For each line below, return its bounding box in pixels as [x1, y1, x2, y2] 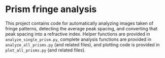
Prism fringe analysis [5, 4, 97, 15]
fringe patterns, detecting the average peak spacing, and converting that [5, 25, 158, 31]
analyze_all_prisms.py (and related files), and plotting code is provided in [5, 41, 160, 47]
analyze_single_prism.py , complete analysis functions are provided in [5, 36, 151, 42]
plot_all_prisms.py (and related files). [5, 47, 86, 53]
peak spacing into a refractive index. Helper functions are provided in [5, 31, 151, 37]
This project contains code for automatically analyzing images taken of [5, 20, 154, 26]
